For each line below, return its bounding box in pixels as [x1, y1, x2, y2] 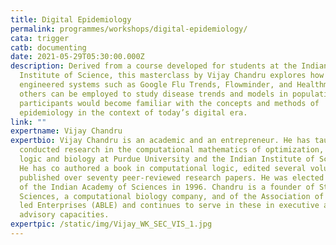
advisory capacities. [19, 210, 110, 220]
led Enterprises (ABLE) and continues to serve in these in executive [19, 201, 320, 211]
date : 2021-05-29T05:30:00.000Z [10, 52, 145, 62]
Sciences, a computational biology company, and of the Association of [19, 191, 325, 201]
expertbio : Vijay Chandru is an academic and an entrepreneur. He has [10, 136, 311, 146]
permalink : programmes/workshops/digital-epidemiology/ [10, 24, 248, 34]
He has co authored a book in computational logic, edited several [19, 163, 307, 173]
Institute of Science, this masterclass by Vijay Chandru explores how [19, 71, 325, 81]
